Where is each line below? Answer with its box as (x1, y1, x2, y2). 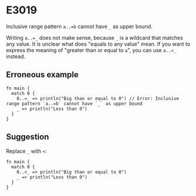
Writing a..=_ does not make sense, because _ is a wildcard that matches (6, 34, 183, 41)
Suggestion (6, 132, 49, 142)
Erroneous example (6, 70, 79, 80)
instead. (6, 53, 26, 60)
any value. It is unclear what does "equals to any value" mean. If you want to (6, 40, 191, 47)
